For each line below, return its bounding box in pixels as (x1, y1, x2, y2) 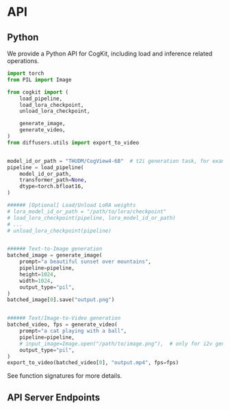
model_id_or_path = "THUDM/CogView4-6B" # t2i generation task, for (7, 157, 210, 164)
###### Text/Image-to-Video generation (7, 315, 121, 322)
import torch (7, 70, 44, 77)
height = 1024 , (19, 271, 57, 278)
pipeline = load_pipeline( (7, 164, 84, 171)
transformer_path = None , (19, 177, 88, 183)
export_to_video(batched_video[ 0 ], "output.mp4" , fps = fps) (7, 359, 179, 366)
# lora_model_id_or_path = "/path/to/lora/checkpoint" (7, 208, 167, 215)
